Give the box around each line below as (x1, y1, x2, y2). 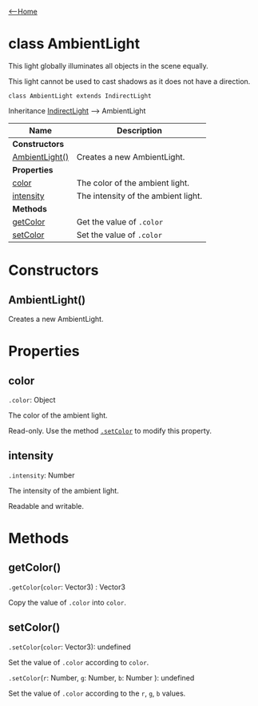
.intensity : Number (8, 470, 75, 480)
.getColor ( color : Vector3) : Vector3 (8, 582, 126, 592)
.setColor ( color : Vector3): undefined (8, 642, 132, 652)
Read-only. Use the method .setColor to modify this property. (8, 426, 212, 435)
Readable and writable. (8, 501, 85, 510)
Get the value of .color (76, 216, 164, 227)
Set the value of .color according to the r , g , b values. (8, 688, 186, 698)
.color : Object (8, 395, 56, 404)
